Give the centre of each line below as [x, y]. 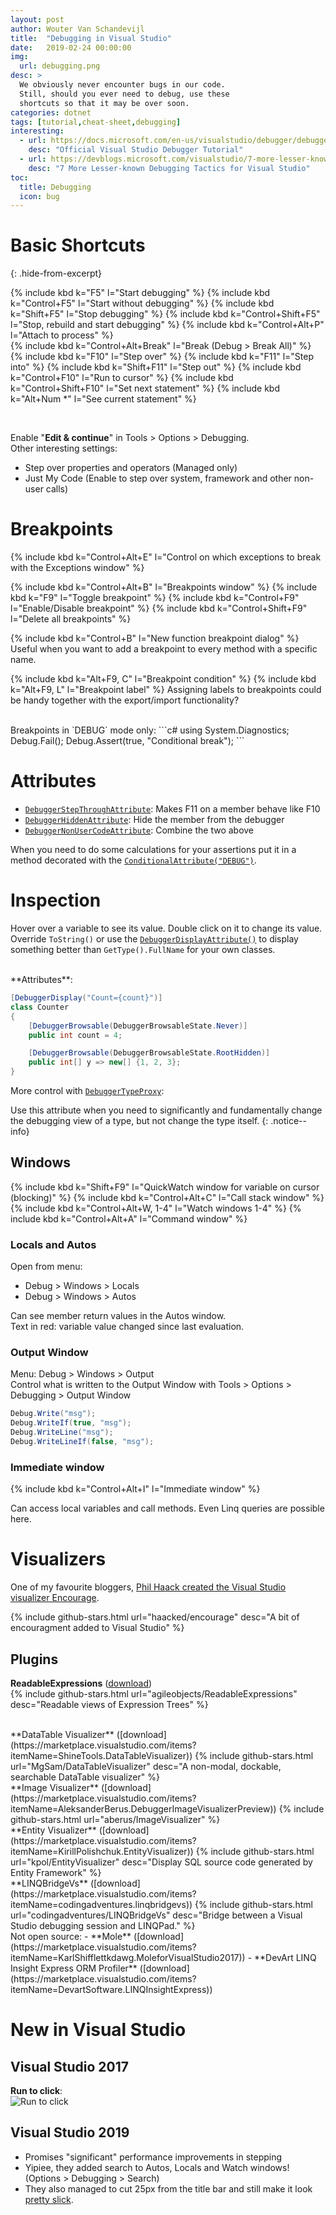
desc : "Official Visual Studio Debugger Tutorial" [136, 150]
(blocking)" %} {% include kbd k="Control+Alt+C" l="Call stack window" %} [167, 1197]
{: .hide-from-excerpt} [56, 273]
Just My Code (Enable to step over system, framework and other [158, 478]
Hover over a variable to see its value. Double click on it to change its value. [166, 928]
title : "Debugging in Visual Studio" [91, 38]
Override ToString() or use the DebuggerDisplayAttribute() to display [154, 939]
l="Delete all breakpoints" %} [71, 619]
